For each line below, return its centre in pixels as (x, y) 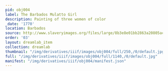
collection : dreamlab (28, 47)
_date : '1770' (20, 24)
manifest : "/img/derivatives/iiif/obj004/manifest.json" (66, 61)
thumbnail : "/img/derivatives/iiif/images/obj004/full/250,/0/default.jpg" (86, 51)
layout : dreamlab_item (29, 42)
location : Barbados (25, 28)
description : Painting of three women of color (56, 19)
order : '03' (17, 38)
